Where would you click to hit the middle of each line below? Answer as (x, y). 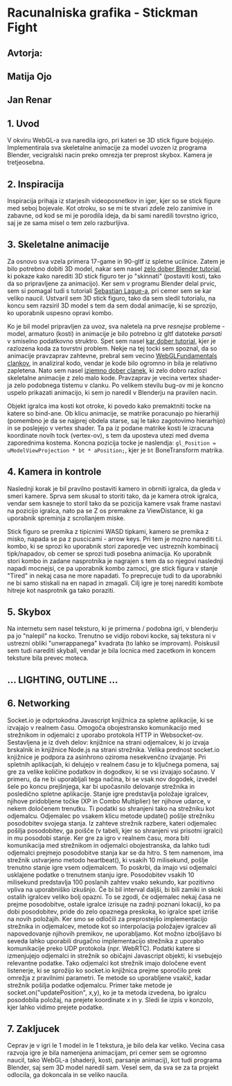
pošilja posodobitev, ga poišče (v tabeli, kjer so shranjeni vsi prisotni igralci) (115, 830)
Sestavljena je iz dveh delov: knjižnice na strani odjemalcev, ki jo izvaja (108, 742)
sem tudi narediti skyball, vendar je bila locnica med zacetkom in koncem (111, 651)
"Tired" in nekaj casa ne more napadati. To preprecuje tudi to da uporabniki (115, 576)
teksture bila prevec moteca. (48, 658)
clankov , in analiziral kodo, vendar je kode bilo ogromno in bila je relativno (112, 363)
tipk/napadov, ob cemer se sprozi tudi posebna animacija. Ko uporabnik (109, 553)
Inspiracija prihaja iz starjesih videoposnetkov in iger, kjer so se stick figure (114, 201)
